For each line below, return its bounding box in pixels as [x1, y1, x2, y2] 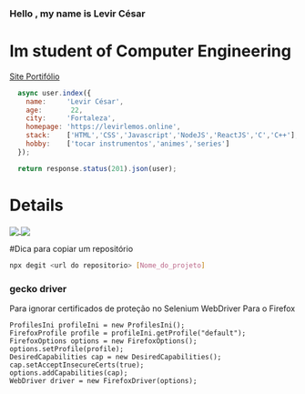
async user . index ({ [17, 88, 92, 97]
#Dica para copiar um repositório [9, 243, 134, 254]
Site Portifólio [9, 71, 60, 82]
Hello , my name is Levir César [9, 7, 146, 20]
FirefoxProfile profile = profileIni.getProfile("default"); [9, 328, 247, 338]
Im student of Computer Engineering [9, 41, 291, 62]
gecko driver [9, 282, 67, 295]
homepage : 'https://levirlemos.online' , [25, 122, 181, 132]
